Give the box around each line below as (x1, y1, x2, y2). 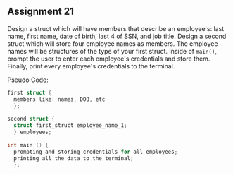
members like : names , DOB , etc (13, 95, 106, 103)
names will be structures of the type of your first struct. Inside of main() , (7, 47, 217, 55)
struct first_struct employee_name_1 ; (13, 122, 128, 129)
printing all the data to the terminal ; (13, 155, 134, 162)
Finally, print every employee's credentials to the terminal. (7, 61, 175, 70)
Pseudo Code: (7, 76, 49, 84)
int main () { (7, 141, 49, 149)
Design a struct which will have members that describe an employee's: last (7, 24, 225, 32)
